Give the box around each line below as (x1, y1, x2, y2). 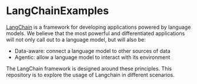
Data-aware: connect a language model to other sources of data (14, 47, 171, 54)
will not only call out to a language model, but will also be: (6, 36, 146, 43)
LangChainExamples (6, 4, 109, 18)
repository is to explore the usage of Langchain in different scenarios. (6, 71, 175, 78)
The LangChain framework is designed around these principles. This (6, 65, 172, 72)
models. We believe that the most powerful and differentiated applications (6, 29, 185, 36)
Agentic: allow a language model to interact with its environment (14, 53, 171, 61)
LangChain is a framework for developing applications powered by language (6, 23, 191, 31)
